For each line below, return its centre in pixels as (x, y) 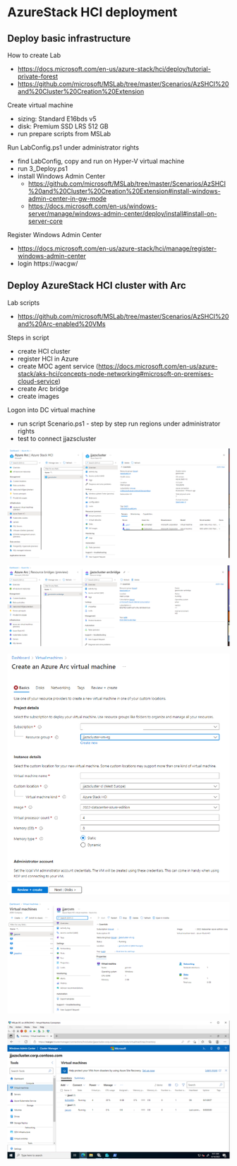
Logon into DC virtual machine (51, 409)
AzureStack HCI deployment (92, 12)
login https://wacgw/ (48, 263)
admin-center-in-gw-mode (67, 199)
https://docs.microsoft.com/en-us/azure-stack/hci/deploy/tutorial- (114, 69)
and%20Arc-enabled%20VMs (61, 324)
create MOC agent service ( (58, 366)
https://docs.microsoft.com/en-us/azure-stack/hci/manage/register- (117, 248)
